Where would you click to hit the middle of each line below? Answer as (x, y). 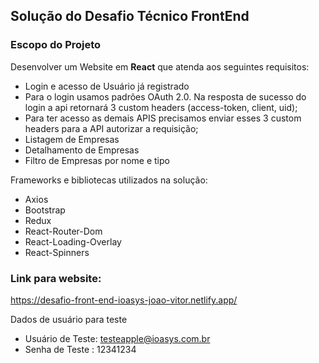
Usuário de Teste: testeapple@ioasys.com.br (117, 338)
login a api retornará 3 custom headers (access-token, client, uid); (161, 107)
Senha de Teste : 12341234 (80, 349)
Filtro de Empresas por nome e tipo (97, 160)
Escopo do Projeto (56, 45)
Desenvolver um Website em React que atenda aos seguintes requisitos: (160, 66)
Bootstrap (45, 210)
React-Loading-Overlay (73, 241)
